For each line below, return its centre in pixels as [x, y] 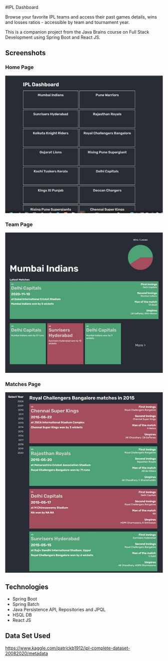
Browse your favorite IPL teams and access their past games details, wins [81, 17]
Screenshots [25, 53]
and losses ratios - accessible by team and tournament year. [67, 22]
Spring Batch [26, 604]
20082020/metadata [27, 653]
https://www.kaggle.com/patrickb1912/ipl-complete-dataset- [68, 648]
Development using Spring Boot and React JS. [53, 37]
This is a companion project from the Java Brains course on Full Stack [77, 32]
